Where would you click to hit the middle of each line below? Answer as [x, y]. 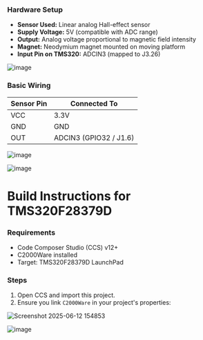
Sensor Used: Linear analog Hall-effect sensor [84, 25]
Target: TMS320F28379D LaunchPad [70, 262]
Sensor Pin [29, 103]
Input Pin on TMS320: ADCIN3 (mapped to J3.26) [89, 54]
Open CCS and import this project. [66, 295]
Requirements [31, 232]
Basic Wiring [29, 86]
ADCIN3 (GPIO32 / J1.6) [94, 138]
